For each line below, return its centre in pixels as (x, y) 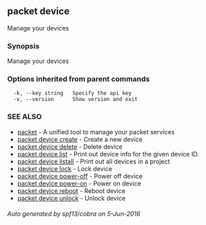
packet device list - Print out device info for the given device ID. (108, 154)
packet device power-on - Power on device (79, 183)
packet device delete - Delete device (70, 146)
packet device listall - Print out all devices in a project (94, 161)
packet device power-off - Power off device (80, 176)
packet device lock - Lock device (65, 168)
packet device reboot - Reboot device (71, 190)
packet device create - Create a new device (80, 139)
